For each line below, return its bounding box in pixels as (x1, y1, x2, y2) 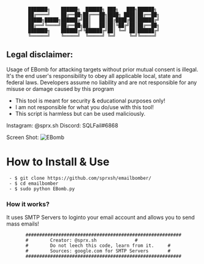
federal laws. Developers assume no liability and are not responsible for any (6, 79, 197, 86)
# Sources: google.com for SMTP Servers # (25, 248, 171, 254)
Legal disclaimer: (6, 49, 73, 60)
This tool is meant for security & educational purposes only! (15, 97, 166, 104)
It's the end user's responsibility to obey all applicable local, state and (6, 72, 182, 79)
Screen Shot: (6, 134, 39, 141)
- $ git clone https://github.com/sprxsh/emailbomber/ (9, 175, 151, 181)
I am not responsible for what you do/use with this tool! (15, 103, 154, 110)
